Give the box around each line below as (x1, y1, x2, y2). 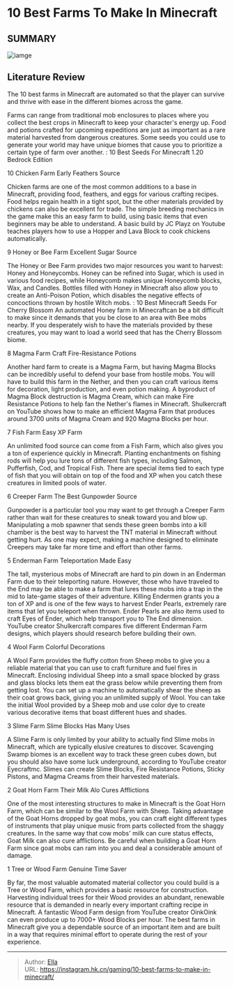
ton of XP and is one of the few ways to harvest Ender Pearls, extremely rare (7, 599, 227, 608)
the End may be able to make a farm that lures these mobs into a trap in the (7, 584, 223, 593)
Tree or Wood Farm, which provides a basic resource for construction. (7, 885, 209, 894)
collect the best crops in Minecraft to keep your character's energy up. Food (7, 118, 226, 126)
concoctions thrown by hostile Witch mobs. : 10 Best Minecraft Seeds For (7, 298, 217, 306)
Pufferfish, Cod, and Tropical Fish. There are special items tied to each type (7, 463, 224, 472)
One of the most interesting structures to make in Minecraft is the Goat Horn (7, 799, 226, 808)
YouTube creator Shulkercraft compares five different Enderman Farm (7, 621, 208, 630)
